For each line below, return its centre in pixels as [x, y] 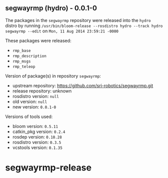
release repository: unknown [42, 91]
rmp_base [22, 50]
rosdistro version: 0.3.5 [37, 142]
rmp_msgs [22, 61]
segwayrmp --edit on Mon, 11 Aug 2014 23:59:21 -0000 [62, 31]
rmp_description [29, 56]
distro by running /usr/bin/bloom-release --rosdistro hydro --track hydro [84, 25]
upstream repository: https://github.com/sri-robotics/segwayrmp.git [83, 85]
